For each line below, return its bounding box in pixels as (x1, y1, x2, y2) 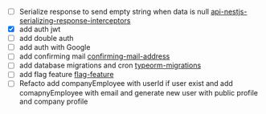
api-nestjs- (211, 7, 248, 16)
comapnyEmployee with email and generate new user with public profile (18, 88, 259, 97)
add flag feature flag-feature (18, 70, 114, 79)
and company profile (18, 96, 88, 106)
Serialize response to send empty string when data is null (18, 7, 210, 16)
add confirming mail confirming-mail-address (18, 51, 170, 61)
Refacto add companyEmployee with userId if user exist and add (18, 79, 234, 88)
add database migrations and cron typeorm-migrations (18, 60, 202, 71)
